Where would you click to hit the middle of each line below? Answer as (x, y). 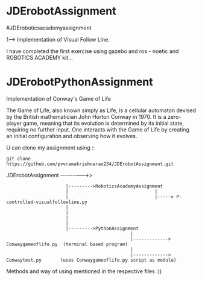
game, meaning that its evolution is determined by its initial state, (103, 123)
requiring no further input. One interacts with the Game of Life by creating (98, 129)
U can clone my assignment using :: (51, 147)
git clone (19, 159)
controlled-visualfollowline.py (47, 202)
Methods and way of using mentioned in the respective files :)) (84, 271)
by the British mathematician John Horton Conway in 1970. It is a (87, 116)
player (14, 123)
